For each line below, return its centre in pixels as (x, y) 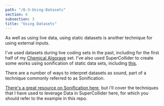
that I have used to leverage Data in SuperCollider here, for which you (77, 93)
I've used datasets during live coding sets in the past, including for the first (82, 53)
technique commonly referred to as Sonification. (55, 78)
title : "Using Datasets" (31, 24)
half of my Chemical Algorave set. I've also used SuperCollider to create (79, 58)
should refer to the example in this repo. (46, 99)
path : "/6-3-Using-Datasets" (35, 10)
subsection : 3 (20, 19)
